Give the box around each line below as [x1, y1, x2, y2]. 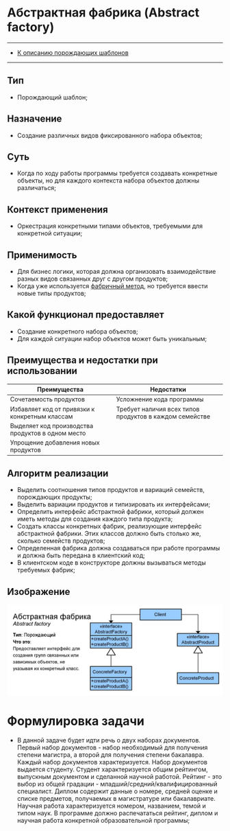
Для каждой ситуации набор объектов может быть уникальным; [16, 334, 207, 342]
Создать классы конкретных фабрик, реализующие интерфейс [16, 522, 202, 530]
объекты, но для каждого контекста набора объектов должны [16, 176, 200, 185]
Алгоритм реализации [7, 468, 109, 480]
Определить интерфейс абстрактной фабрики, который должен [16, 508, 204, 516]
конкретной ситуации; [16, 229, 83, 237]
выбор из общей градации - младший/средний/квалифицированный [16, 780, 218, 788]
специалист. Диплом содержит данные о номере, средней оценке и [16, 787, 218, 795]
